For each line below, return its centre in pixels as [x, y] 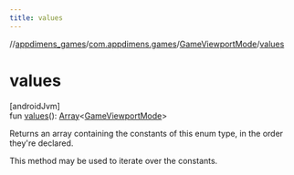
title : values [37, 18]
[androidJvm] [35, 106]
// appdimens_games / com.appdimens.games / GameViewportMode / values [147, 44]
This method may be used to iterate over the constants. [114, 160]
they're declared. [42, 143]
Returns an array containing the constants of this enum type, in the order [147, 133]
